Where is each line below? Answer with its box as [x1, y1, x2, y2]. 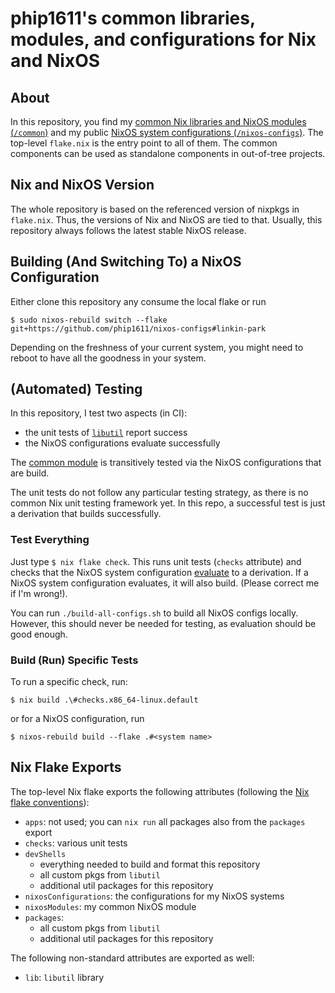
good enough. [10, 628, 68, 640]
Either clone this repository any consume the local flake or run [10, 295, 267, 307]
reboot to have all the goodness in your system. [10, 352, 207, 364]
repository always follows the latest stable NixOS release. [10, 224, 247, 236]
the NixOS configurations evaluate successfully [24, 437, 221, 449]
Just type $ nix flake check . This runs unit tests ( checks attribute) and [10, 555, 302, 567]
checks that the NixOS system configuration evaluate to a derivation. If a [10, 566, 309, 578]
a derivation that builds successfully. [10, 508, 162, 520]
